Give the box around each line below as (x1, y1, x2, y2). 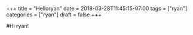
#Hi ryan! (6, 23, 29, 29)
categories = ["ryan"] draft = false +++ (6, 11, 102, 18)
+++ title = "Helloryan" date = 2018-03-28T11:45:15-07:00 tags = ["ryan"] (6, 5, 188, 12)
